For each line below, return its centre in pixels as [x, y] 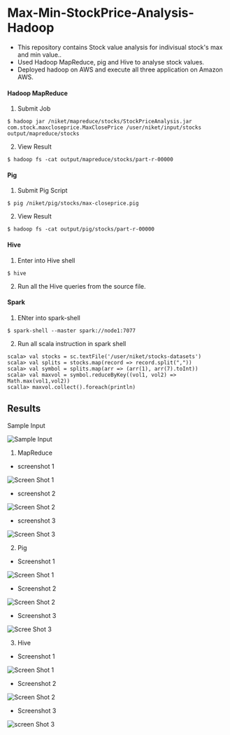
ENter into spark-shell [49, 317]
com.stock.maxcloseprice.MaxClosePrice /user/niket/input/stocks [104, 128]
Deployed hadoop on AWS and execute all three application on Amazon [120, 69]
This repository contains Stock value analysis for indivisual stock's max [120, 47]
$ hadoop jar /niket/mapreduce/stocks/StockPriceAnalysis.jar [100, 122]
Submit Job [34, 109]
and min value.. [39, 55]
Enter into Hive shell [46, 260]
